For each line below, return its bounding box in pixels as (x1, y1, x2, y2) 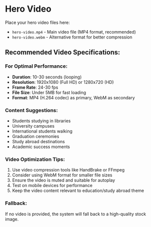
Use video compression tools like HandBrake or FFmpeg (12, 167, 125, 173)
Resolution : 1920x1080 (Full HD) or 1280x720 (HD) (12, 79, 114, 85)
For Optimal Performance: (5, 63, 68, 70)
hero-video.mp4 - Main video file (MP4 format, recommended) (12, 29, 136, 35)
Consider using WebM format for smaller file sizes (12, 172, 113, 178)
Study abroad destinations (12, 138, 65, 144)
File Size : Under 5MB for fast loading (12, 89, 86, 95)
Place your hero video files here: (5, 19, 70, 25)
